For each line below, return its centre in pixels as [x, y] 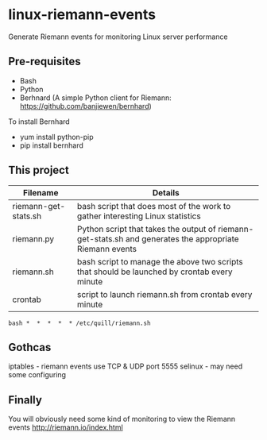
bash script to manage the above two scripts [160, 261]
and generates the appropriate [183, 238]
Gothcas [30, 347]
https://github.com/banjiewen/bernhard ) [86, 106]
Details [166, 192]
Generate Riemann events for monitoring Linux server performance [118, 37]
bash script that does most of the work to [154, 206]
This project [39, 170]
